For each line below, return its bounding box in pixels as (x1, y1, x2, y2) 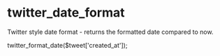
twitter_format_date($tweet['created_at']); (7, 41, 128, 49)
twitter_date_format (7, 5, 125, 21)
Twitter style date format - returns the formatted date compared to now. (7, 28, 214, 36)
